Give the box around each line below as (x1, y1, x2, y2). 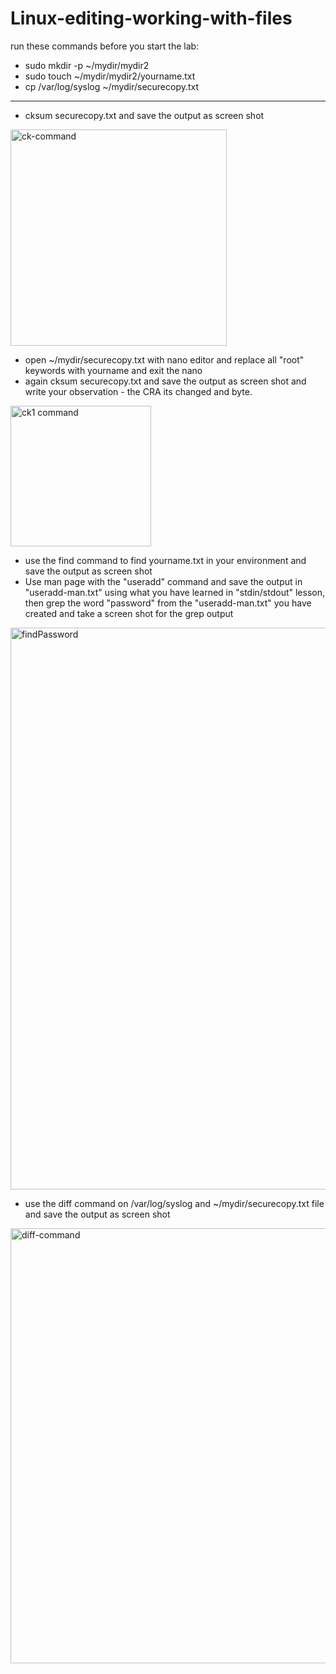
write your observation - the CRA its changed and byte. (24, 385, 253, 397)
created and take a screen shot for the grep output (24, 607, 234, 619)
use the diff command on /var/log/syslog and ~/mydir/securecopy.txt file (24, 1197, 325, 1209)
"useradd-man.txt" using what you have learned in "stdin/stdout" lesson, (24, 586, 325, 598)
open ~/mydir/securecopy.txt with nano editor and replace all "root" (24, 353, 305, 366)
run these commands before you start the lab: (10, 40, 200, 52)
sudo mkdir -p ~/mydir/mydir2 (24, 59, 150, 71)
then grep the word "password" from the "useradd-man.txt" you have (24, 597, 312, 609)
